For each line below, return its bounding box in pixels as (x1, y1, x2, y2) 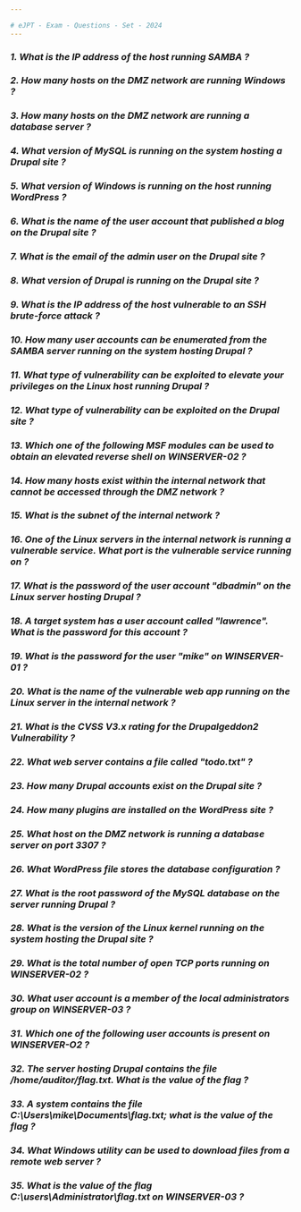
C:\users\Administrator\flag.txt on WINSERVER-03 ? (10, 1191, 245, 1203)
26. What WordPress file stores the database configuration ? (10, 862, 280, 875)
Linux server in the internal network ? (10, 697, 177, 709)
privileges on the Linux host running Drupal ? (10, 379, 210, 392)
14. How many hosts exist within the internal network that (10, 474, 266, 487)
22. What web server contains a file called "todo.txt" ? (10, 755, 254, 767)
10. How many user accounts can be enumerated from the (10, 333, 267, 345)
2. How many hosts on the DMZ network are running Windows (10, 74, 286, 87)
